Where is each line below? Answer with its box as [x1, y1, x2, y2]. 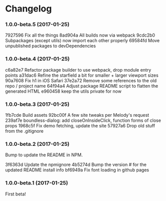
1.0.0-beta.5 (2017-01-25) [5, 21, 70, 28]
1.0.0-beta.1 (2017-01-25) [5, 179, 68, 186]
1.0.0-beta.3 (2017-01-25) [5, 101, 70, 108]
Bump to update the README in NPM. [5, 152, 83, 158]
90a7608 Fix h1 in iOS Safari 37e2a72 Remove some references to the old [5, 77, 156, 83]
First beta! [5, 191, 26, 197]
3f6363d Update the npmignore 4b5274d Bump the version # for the [5, 161, 146, 168]
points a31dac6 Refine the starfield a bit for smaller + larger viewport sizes [5, 72, 158, 78]
